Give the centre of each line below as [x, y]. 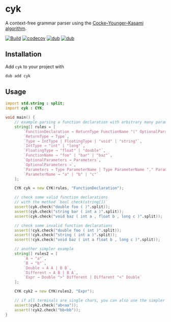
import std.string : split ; [35, 103]
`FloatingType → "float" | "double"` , [65, 151]
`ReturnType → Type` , [47, 136]
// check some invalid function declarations [64, 225]
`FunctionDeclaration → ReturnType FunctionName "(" [81, 131]
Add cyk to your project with [35, 66]
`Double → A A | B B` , [48, 268]
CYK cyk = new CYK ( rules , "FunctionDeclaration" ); [69, 188]
